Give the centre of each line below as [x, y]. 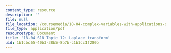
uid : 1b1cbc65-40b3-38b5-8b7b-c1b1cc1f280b [52, 43]
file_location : [21, 24]
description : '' [22, 15]
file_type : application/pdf [35, 29]
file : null [17, 19]
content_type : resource [31, 10]
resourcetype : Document [31, 33]
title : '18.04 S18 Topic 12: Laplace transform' [58, 38]
